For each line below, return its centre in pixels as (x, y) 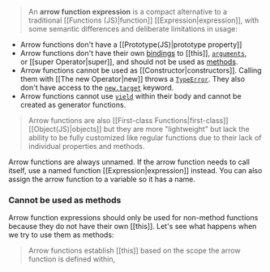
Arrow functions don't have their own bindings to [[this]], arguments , (133, 53)
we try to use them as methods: (61, 235)
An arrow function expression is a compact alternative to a (128, 12)
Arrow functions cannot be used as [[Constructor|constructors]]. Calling (141, 70)
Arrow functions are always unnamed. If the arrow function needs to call (129, 162)
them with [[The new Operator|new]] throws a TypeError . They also (133, 79)
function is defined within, (72, 259)
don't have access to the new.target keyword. (97, 87)
